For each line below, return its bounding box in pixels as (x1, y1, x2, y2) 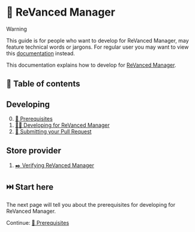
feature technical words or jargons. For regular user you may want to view (6, 43, 189, 50)
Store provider (6, 145, 61, 156)
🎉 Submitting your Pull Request (14, 128, 92, 135)
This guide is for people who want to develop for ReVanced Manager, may (6, 37, 189, 44)
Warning (6, 25, 27, 32)
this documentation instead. (6, 49, 75, 56)
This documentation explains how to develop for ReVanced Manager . (6, 61, 176, 69)
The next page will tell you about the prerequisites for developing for (6, 201, 176, 208)
